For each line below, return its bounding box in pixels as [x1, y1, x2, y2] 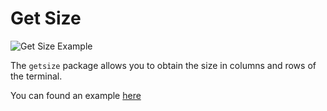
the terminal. [10, 70, 63, 82]
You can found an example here [10, 89, 142, 101]
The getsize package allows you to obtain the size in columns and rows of [10, 59, 317, 71]
